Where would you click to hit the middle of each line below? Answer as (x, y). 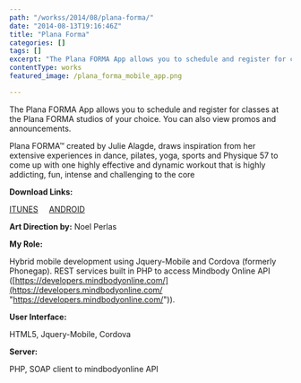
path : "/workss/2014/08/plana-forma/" (82, 17)
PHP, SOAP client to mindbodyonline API (84, 369)
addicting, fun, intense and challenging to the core (102, 174)
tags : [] (26, 51)
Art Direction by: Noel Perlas (63, 226)
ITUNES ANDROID (47, 209)
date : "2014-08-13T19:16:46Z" (66, 26)
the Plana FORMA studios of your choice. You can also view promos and (143, 118)
